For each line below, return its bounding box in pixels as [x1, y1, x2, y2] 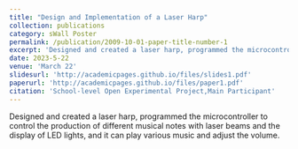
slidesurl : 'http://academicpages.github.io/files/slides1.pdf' [9, 71, 252, 79]
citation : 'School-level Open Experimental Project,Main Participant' [9, 86, 276, 95]
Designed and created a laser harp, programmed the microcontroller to [9, 111, 269, 122]
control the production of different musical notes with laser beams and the [9, 120, 281, 130]
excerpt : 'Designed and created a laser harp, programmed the [9, 46, 244, 55]
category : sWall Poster [9, 29, 98, 38]
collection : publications [9, 21, 105, 30]
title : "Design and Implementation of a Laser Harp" [9, 12, 208, 22]
